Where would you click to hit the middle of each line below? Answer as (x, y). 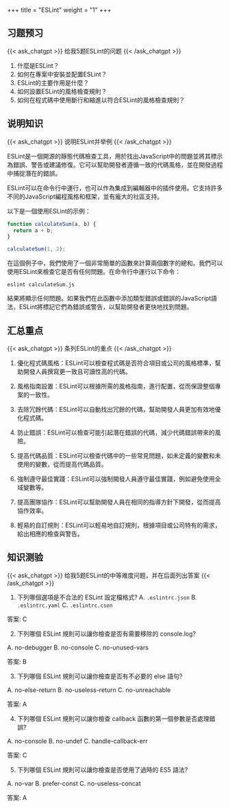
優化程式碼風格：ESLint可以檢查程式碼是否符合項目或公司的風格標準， (116, 362)
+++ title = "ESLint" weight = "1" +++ (59, 10)
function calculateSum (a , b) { (52, 224)
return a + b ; (33, 230)
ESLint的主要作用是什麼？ (53, 82)
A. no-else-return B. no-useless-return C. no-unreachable (89, 690)
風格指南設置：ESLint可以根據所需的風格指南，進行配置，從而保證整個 (116, 386)
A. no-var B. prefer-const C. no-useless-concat (74, 783)
